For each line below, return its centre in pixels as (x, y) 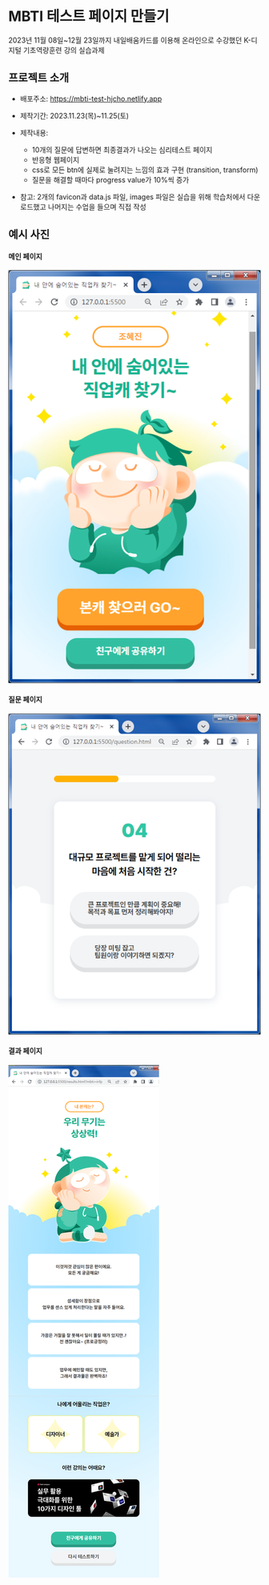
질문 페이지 (25, 700)
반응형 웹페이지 (56, 159)
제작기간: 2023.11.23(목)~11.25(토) (74, 115)
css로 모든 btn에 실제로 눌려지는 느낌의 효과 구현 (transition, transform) (145, 170)
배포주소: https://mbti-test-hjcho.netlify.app (91, 99)
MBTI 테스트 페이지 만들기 (89, 16)
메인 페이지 (25, 256)
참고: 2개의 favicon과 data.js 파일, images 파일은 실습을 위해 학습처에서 (132, 196)
